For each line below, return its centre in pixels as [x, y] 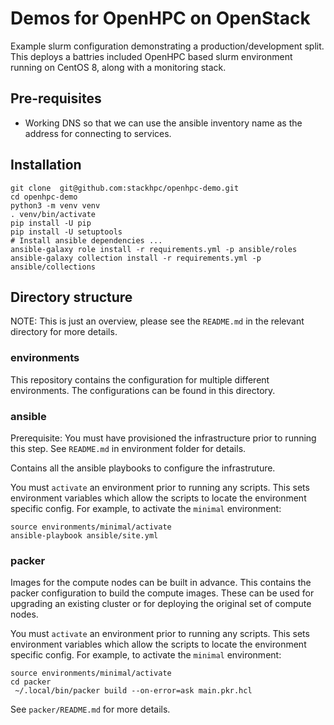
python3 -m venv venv [55, 205]
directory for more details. [64, 332]
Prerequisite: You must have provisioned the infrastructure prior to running [163, 438]
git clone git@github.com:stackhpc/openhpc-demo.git [125, 188]
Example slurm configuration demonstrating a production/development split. [167, 46]
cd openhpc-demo [44, 197]
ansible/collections [53, 267]
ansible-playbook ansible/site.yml [84, 535]
